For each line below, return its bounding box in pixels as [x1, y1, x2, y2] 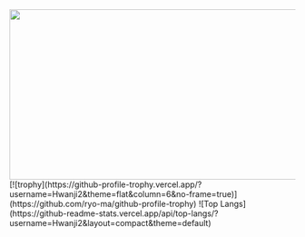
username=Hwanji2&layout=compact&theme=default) [9, 218, 212, 228]
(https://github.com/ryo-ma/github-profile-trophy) [9, 199, 197, 209]
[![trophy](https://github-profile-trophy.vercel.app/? [9, 179, 202, 190]
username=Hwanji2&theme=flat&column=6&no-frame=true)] [9, 189, 238, 199]
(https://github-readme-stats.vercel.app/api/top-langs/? [9, 208, 220, 219]
